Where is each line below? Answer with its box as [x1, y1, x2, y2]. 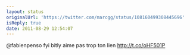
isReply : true [6, 20, 42, 26]
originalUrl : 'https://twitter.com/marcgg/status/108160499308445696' [6, 14, 185, 20]
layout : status [6, 8, 44, 15]
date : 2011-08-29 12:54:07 [6, 25, 73, 32]
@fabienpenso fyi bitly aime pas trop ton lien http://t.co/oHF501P [6, 42, 166, 49]
